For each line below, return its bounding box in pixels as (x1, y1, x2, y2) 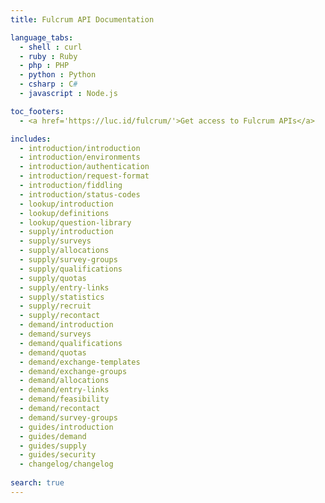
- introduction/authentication (19, 162, 150, 172)
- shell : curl (19, 42, 83, 52)
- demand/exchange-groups (19, 366, 128, 376)
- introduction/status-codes (19, 189, 141, 200)
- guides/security (19, 450, 97, 460)
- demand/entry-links (19, 385, 110, 395)
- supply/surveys (19, 236, 92, 246)
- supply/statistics (19, 292, 105, 302)
